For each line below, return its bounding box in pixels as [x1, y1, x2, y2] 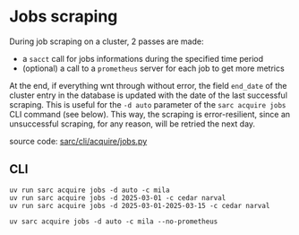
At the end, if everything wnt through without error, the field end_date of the [9, 80, 287, 91]
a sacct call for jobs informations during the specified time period [21, 53, 264, 64]
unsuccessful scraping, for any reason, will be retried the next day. [9, 118, 256, 129]
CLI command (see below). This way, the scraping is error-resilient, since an [9, 109, 291, 119]
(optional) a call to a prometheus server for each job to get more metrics [21, 63, 285, 74]
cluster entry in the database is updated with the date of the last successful [9, 90, 288, 100]
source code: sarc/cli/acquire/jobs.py [9, 135, 148, 146]
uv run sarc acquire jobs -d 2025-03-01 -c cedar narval [9, 193, 226, 203]
